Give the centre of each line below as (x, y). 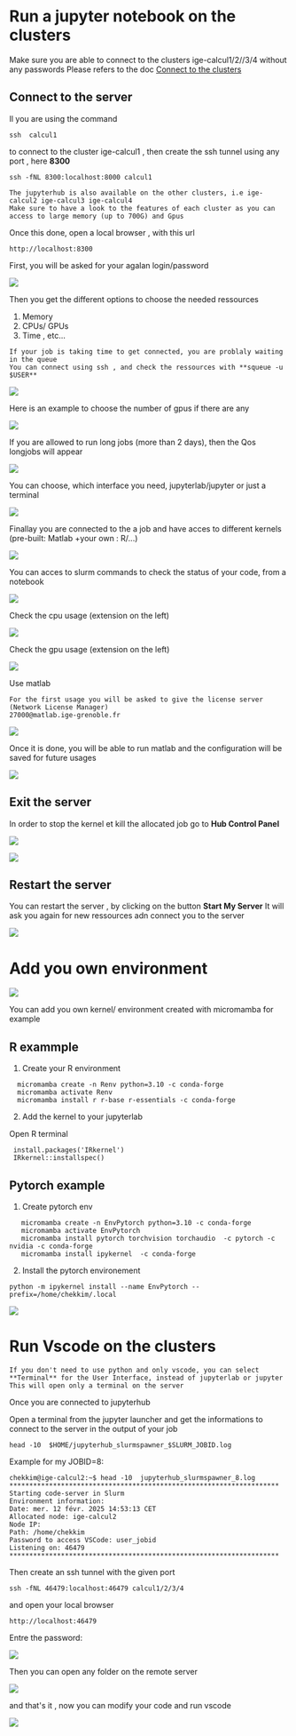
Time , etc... (44, 335)
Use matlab (30, 683)
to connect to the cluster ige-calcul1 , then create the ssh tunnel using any (144, 151)
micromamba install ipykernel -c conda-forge (109, 1254)
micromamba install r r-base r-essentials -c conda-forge (127, 1100)
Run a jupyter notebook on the (123, 16)
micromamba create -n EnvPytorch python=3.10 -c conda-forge (136, 1223)
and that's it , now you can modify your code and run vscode (121, 1705)
